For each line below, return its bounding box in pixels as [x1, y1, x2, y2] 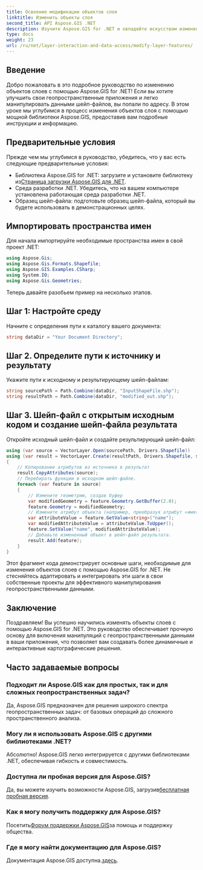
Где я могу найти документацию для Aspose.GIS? [6, 843, 161, 851]
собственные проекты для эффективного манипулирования [6, 579, 161, 586]
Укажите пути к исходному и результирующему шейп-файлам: [6, 376, 169, 384]
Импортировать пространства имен [6, 221, 152, 231]
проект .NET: [6, 243, 39, 251]
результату [6, 360, 51, 370]
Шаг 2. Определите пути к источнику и [6, 350, 161, 361]
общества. [6, 828, 33, 835]
